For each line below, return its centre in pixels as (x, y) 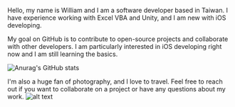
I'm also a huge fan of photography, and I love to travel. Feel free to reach (115, 81)
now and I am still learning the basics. (63, 54)
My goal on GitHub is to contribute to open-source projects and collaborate (118, 39)
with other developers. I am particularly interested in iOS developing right (115, 46)
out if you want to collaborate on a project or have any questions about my (116, 89)
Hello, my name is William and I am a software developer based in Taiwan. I (117, 10)
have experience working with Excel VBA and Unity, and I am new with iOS (117, 18)
